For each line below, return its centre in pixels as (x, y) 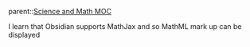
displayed (24, 35)
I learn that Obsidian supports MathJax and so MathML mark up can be (125, 26)
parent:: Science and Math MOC (60, 11)
